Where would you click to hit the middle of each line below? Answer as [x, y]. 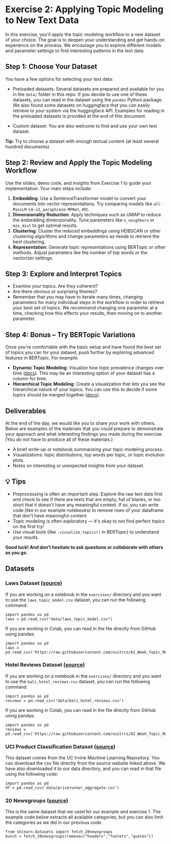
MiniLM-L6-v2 [26, 209]
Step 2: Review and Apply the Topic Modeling [79, 163]
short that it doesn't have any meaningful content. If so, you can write [85, 505]
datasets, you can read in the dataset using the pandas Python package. [88, 100]
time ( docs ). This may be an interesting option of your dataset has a [84, 373]
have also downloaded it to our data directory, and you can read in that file [83, 768]
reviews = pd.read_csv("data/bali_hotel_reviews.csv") [65, 701]
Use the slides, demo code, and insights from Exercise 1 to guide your [78, 183]
